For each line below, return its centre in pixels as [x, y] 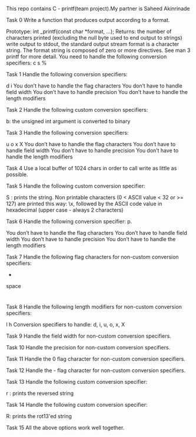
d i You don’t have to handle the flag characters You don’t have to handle [94, 86]
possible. [17, 174]
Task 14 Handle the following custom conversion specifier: [77, 405]
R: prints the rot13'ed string [39, 416]
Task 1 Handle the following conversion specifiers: [67, 74]
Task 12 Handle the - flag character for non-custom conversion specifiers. [96, 370]
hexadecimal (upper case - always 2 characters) [65, 210]
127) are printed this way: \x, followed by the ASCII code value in [84, 204]
